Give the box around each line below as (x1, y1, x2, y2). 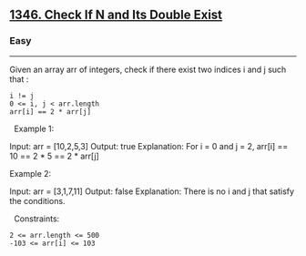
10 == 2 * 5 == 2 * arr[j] (9, 150, 100, 161)
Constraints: (13, 213, 60, 224)
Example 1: (13, 123, 55, 134)
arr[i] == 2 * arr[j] (9, 107, 92, 117)
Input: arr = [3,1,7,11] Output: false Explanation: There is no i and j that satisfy (9, 186, 294, 197)
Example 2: (9, 168, 52, 179)
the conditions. (9, 195, 66, 206)
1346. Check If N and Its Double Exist (9, 7, 223, 23)
